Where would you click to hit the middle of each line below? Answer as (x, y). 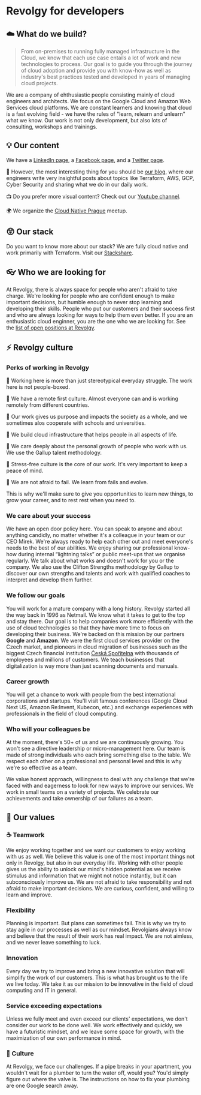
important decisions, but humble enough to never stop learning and (89, 302)
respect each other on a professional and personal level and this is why (94, 761)
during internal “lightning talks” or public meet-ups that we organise (101, 554)
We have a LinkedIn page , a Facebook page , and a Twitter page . (85, 160)
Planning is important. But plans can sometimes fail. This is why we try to (96, 923)
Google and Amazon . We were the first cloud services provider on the (93, 640)
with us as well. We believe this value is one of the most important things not (100, 856)
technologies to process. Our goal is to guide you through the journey (106, 64)
